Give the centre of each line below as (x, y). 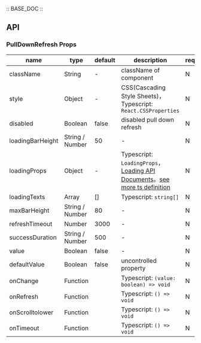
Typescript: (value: (149, 278)
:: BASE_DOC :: (25, 9)
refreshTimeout (31, 224)
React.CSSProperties (150, 111)
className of (141, 70)
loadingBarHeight (34, 140)
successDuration (33, 237)
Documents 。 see (145, 179)
